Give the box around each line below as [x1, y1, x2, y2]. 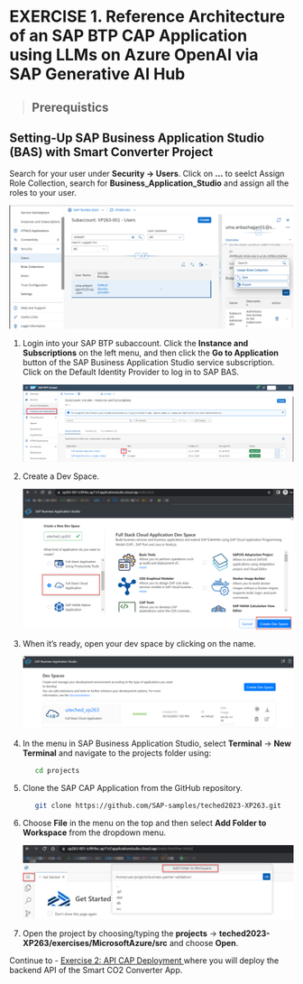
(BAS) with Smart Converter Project [9, 144, 214, 160]
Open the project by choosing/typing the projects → [22, 928, 218, 939]
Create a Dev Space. [22, 471, 100, 482]
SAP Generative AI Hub [9, 64, 186, 85]
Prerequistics [31, 99, 109, 115]
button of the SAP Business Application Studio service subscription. [22, 357, 275, 368]
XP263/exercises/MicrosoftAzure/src [22, 938, 169, 948]
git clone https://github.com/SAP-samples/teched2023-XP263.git [34, 801, 281, 810]
